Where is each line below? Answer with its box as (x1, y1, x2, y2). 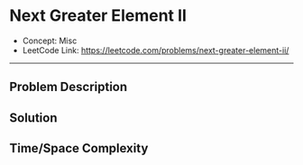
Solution (9, 110, 58, 125)
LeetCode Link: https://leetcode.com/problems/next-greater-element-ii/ (22, 44, 289, 55)
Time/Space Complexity (9, 141, 149, 156)
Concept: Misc (22, 35, 78, 46)
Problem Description (9, 79, 128, 95)
